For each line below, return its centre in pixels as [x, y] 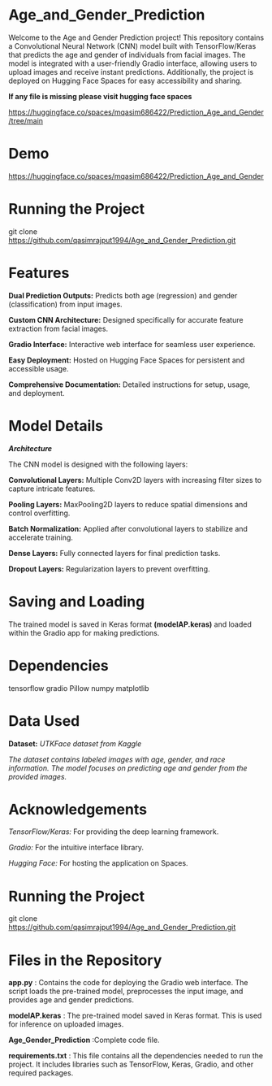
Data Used [44, 721]
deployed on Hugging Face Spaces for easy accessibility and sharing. [125, 80]
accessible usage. [39, 368]
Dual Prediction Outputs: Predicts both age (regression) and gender [123, 295]
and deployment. [37, 393]
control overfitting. [39, 513]
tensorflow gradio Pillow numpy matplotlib [79, 688]
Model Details [56, 426]
